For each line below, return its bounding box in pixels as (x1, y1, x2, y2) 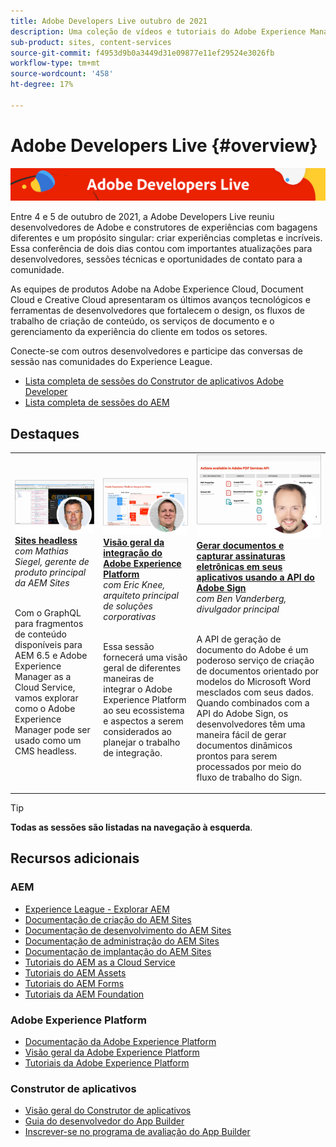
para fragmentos (14, 618, 84, 630)
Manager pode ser (14, 724, 91, 736)
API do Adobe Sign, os (196, 707, 289, 719)
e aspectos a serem (103, 715, 184, 727)
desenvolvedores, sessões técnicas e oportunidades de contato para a (10, 253, 303, 265)
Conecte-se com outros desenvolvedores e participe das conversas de (10, 345, 303, 357)
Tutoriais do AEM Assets (24, 966, 127, 979)
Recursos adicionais (10, 850, 140, 867)
